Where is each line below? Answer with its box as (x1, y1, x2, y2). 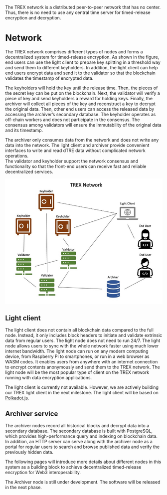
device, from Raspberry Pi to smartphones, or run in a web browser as (5, 353, 150, 359)
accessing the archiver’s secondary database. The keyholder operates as (5, 111, 156, 117)
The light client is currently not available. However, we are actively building (5, 384, 159, 390)
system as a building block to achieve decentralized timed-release (5, 464, 142, 470)
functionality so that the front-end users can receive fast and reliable (5, 163, 147, 169)
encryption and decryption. (5, 15, 61, 20)
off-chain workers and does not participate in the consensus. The (5, 117, 140, 123)
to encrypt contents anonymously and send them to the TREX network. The (5, 364, 161, 370)
